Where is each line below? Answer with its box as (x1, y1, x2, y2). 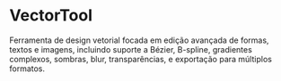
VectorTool (9, 5, 92, 26)
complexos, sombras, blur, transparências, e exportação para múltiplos (9, 53, 272, 64)
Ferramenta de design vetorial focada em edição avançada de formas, (9, 35, 269, 45)
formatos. (9, 63, 46, 74)
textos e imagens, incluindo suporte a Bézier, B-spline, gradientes (9, 44, 253, 54)
